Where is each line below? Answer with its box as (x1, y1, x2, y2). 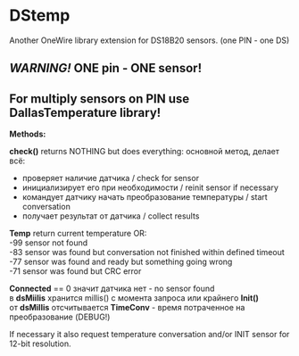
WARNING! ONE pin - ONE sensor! (9, 61, 203, 76)
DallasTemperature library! (9, 104, 162, 120)
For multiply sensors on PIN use (9, 91, 190, 106)
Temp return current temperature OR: (9, 228, 147, 239)
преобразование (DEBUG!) (9, 311, 111, 322)
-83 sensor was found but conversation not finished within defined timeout (9, 247, 286, 258)
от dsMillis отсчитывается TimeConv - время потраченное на (9, 302, 245, 313)
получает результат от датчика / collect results (21, 211, 200, 221)
